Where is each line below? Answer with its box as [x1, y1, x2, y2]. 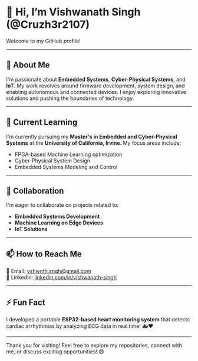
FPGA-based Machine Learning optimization [14, 151, 123, 158]
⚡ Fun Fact [6, 297, 45, 307]
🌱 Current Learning [6, 118, 78, 128]
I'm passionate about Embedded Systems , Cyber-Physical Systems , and [6, 76, 186, 83]
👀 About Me [6, 60, 50, 70]
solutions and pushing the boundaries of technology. [6, 95, 134, 102]
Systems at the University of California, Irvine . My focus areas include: [6, 139, 181, 147]
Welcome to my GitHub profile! [6, 37, 81, 44]
